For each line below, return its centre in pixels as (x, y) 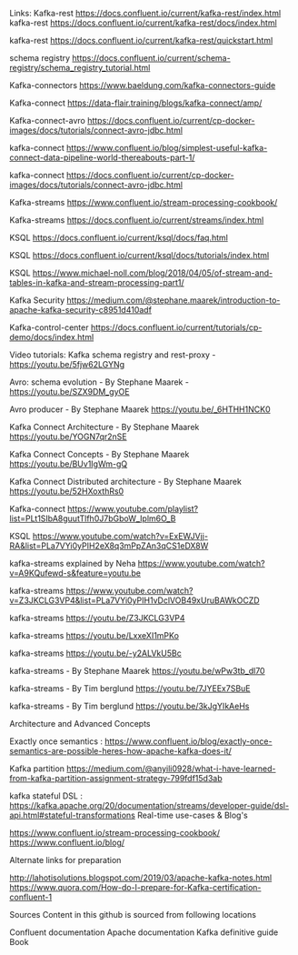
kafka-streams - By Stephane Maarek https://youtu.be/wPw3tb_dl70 (137, 671)
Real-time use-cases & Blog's (193, 815)
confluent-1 (31, 897)
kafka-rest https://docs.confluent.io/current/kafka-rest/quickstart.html (141, 40)
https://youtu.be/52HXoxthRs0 (67, 491)
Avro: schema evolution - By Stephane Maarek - (99, 382)
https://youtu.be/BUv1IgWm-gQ (69, 464)
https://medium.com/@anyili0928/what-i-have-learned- (171, 769)
